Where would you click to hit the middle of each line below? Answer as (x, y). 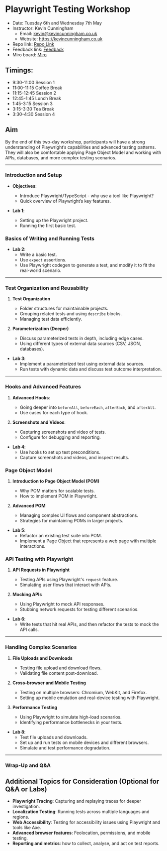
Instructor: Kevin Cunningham (43, 28)
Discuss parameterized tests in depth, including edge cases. (82, 338)
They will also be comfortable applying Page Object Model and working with (83, 152)
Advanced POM (29, 506)
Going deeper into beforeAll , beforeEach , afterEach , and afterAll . (88, 407)
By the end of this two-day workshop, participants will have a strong (75, 142)
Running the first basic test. (48, 226)
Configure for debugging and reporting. (60, 437)
